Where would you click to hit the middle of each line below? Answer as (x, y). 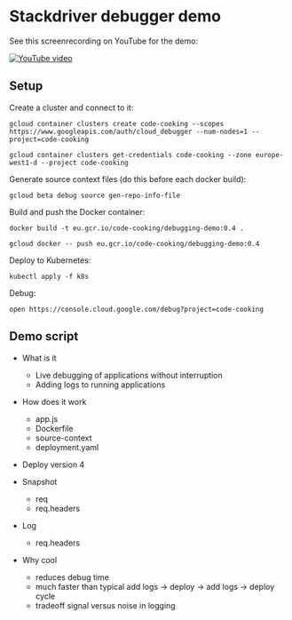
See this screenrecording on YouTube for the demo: (103, 41)
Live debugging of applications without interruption (129, 375)
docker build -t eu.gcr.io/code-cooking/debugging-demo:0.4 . (126, 228)
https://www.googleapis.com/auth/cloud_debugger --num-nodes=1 (129, 131)
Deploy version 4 (53, 465)
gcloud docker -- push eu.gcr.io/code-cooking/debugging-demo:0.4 (134, 243)
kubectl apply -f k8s (49, 276)
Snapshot (39, 481)
